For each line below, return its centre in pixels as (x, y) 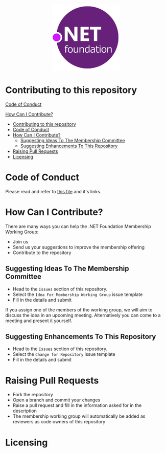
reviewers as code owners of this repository (59, 422)
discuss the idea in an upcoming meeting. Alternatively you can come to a (83, 315)
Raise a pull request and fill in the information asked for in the (77, 405)
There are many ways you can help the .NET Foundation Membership (78, 226)
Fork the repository (33, 395)
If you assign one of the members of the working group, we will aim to (79, 310)
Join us (20, 241)
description (25, 411)
